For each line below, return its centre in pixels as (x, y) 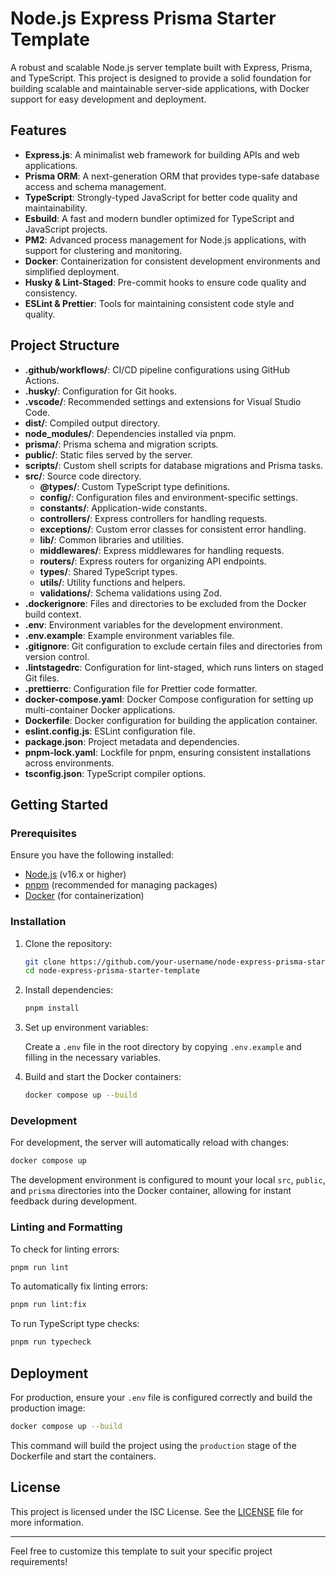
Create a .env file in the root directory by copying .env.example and (163, 1047)
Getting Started (59, 804)
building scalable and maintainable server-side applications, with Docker (160, 88)
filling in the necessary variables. (93, 1058)
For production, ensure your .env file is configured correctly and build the (161, 1397)
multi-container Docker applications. (100, 709)
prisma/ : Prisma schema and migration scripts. (121, 444)
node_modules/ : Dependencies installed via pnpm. (130, 433)
